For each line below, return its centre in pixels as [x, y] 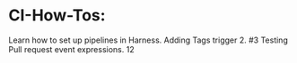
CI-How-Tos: [57, 16]
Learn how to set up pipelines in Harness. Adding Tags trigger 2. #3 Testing [148, 40]
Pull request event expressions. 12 [72, 49]
